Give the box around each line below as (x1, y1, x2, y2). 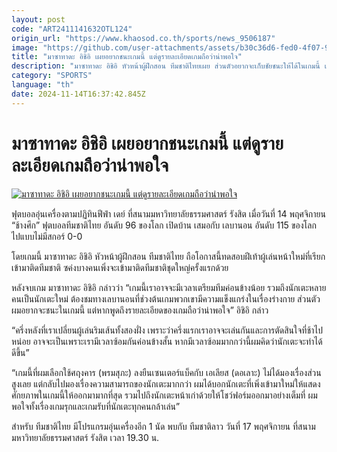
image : (11, 42, 39, 53)
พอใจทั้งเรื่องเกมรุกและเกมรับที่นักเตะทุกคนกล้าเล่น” (11, 400, 181, 412)
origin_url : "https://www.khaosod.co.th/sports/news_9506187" (11, 33, 276, 43)
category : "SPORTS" (11, 71, 93, 81)
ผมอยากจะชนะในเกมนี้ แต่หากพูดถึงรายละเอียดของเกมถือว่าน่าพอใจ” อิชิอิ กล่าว (11, 304, 269, 316)
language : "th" (11, 80, 75, 90)
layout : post (11, 14, 66, 25)
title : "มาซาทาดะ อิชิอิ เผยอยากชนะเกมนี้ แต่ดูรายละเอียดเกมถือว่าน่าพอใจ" (11, 52, 243, 62)
